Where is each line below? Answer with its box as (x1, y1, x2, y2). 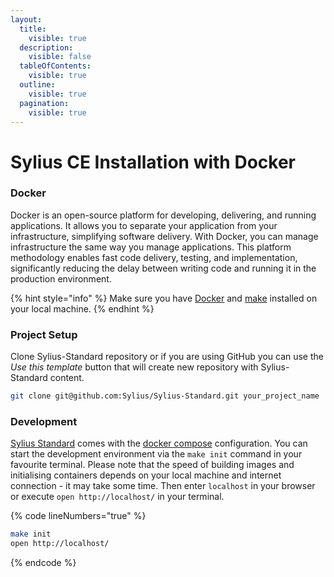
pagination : (19, 98, 70, 108)
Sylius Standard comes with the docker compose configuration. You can (10, 437, 308, 450)
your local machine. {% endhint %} (10, 302, 155, 315)
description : (19, 42, 74, 53)
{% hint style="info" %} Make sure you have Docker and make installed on (10, 292, 318, 304)
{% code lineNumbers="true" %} (10, 510, 147, 522)
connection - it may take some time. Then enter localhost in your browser (10, 480, 316, 492)
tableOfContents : (19, 61, 92, 71)
